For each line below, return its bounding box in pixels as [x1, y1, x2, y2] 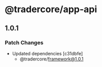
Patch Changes [5, 39, 44, 46]
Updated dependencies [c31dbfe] [12, 50, 83, 56]
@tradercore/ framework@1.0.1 [19, 56, 84, 62]
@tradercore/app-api [5, 4, 97, 15]
